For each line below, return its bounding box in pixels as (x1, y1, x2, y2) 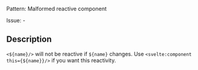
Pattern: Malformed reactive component (6, 5, 107, 12)
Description (6, 34, 52, 45)
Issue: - (6, 17, 26, 24)
